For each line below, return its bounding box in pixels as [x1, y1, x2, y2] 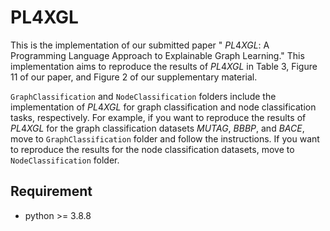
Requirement [10, 183, 93, 200]
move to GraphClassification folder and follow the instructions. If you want [10, 132, 320, 145]
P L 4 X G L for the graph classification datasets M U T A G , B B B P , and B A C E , [10, 122, 305, 134]
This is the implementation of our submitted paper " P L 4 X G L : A [10, 39, 270, 51]
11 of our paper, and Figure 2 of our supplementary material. [10, 71, 258, 83]
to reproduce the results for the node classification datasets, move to [10, 143, 295, 155]
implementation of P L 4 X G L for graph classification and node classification [10, 101, 317, 113]
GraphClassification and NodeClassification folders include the [10, 90, 277, 102]
